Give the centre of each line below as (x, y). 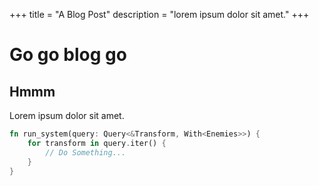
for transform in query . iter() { (97, 143)
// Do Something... (86, 152)
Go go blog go (68, 55)
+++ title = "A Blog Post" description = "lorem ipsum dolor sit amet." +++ (159, 14)
